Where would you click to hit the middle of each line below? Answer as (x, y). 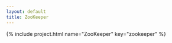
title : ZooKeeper (27, 17)
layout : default (26, 11)
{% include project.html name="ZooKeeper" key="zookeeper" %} (86, 34)
